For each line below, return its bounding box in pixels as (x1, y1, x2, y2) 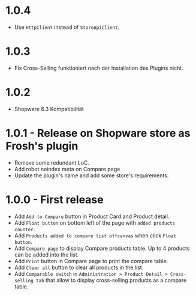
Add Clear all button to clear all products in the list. (14, 264, 144, 271)
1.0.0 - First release (5, 193, 104, 206)
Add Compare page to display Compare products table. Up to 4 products (14, 245, 190, 252)
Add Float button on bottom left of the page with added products (14, 219, 175, 226)
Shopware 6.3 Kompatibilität (14, 105, 85, 112)
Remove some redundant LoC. (14, 159, 90, 166)
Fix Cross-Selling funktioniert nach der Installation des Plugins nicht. (14, 64, 183, 71)
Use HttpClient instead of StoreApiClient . (14, 23, 120, 31)
